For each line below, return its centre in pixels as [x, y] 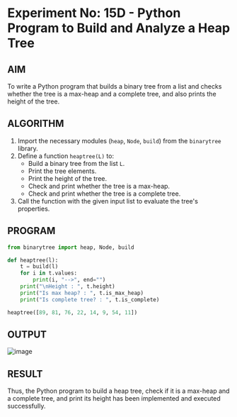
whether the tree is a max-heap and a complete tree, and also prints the [112, 94]
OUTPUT [27, 334]
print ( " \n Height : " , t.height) [68, 287]
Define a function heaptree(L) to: [66, 156]
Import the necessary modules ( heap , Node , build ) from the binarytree [119, 140]
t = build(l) [39, 267]
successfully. [27, 406]
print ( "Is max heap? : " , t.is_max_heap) [82, 293]
